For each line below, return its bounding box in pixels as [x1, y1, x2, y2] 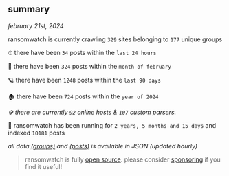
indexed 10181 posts [8, 129, 65, 137]
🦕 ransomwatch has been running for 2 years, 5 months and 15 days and [8, 121, 217, 129]
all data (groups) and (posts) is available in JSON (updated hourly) [8, 142, 198, 150]
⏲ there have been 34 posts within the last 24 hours [8, 48, 157, 56]
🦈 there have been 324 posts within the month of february [8, 62, 171, 70]
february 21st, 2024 [8, 21, 64, 30]
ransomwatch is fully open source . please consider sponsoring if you [24, 155, 221, 164]
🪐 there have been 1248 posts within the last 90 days [8, 76, 161, 84]
